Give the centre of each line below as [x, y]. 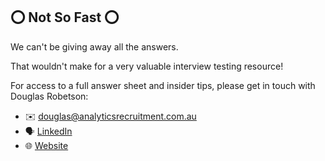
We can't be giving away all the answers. [94, 46]
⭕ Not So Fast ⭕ [65, 17]
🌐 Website [46, 145]
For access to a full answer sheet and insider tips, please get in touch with [163, 85]
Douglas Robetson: [49, 96]
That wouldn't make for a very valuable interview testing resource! [147, 66]
